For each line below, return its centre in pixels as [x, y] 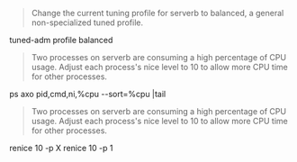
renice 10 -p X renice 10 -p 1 [61, 148]
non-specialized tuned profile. [87, 22]
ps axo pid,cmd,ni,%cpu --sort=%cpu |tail [88, 94]
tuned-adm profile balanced [61, 40]
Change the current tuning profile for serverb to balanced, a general [157, 13]
